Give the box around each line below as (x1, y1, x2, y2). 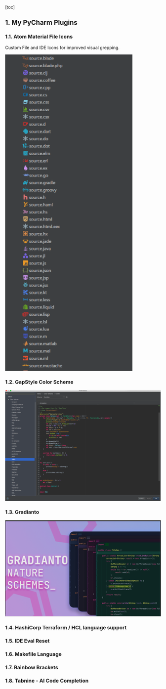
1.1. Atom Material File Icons (5, 33, 73, 40)
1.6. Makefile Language (5, 650, 62, 657)
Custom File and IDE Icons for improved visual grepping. (5, 44, 120, 50)
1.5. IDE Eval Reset (5, 637, 50, 644)
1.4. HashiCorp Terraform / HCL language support (5, 624, 127, 631)
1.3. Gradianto (5, 509, 40, 516)
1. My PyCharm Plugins (5, 18, 78, 27)
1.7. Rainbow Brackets (5, 664, 58, 671)
